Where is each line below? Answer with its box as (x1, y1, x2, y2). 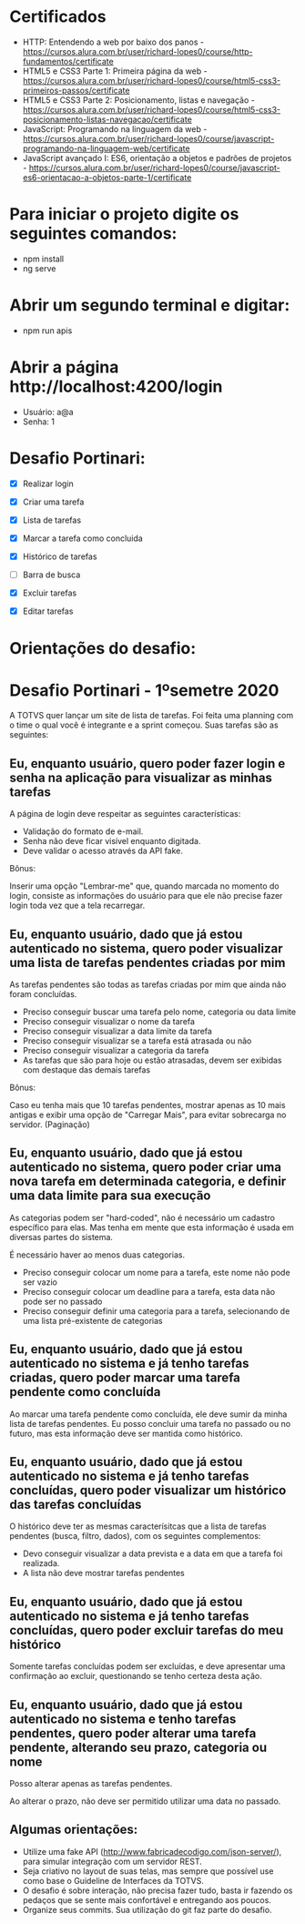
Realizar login (22, 478, 75, 489)
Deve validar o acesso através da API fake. (22, 845, 184, 857)
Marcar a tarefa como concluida (22, 533, 143, 544)
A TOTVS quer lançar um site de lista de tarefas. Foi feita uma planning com (9, 710, 294, 721)
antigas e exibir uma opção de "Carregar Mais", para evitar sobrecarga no (9, 1109, 287, 1120)
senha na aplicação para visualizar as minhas (9, 769, 273, 785)
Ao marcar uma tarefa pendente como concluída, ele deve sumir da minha (9, 1409, 288, 1420)
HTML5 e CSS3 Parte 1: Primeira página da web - (22, 66, 208, 76)
